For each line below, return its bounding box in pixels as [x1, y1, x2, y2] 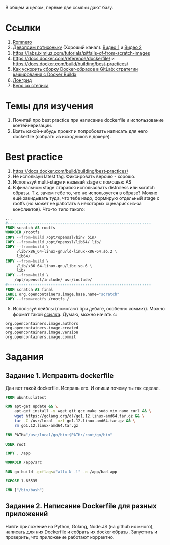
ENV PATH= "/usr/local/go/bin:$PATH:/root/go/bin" [5, 432, 113, 437]
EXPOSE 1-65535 [5, 479, 38, 484]
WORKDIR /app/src [5, 460, 42, 465]
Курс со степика [12, 82, 49, 88]
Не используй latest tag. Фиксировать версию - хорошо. [12, 173, 136, 179]
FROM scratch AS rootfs [5, 225, 56, 230]
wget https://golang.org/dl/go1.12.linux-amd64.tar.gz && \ [14, 413, 145, 419]
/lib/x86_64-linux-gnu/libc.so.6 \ [16, 263, 93, 268]
